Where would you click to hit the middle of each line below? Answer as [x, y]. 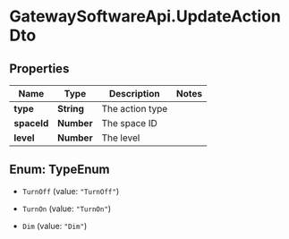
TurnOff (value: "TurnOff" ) [70, 191]
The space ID [130, 123]
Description [134, 94]
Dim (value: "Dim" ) [55, 226]
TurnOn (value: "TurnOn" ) [67, 209]
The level [121, 138]
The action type [135, 109]
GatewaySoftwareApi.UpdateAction [145, 17]
